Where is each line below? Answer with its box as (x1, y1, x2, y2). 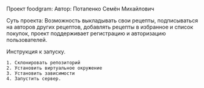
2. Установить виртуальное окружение (6, 65, 103, 71)
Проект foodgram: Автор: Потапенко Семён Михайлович (6, 5, 155, 12)
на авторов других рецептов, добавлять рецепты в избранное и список (6, 24, 194, 30)
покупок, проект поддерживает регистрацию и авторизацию (6, 30, 166, 37)
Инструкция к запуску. (6, 48, 66, 55)
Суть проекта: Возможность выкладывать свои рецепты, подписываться (6, 17, 199, 24)
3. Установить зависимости (6, 70, 75, 76)
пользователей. (6, 36, 48, 43)
